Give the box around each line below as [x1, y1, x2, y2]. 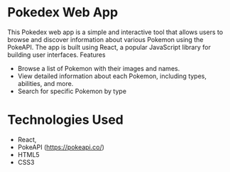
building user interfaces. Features [7, 50, 106, 59]
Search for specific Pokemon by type [17, 87, 126, 95]
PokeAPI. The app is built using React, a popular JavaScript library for [7, 43, 211, 51]
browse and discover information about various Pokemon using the [7, 35, 204, 43]
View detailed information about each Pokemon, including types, [17, 72, 207, 80]
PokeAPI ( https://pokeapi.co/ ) [17, 143, 105, 151]
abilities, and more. [17, 79, 74, 87]
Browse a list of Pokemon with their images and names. [17, 64, 180, 72]
